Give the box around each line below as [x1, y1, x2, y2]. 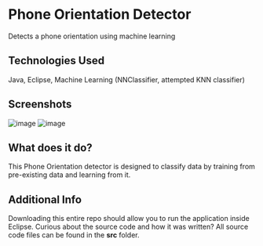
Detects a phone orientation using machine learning [8, 31, 176, 41]
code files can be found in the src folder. [8, 230, 140, 240]
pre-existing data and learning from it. [8, 170, 131, 179]
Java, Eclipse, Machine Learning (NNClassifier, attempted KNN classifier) [8, 74, 246, 84]
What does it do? [8, 141, 93, 154]
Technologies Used [8, 54, 104, 67]
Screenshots [8, 98, 72, 111]
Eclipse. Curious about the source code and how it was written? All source [8, 222, 249, 232]
